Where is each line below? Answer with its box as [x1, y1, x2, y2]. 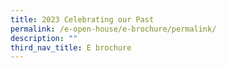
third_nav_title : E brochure [10, 42, 132, 53]
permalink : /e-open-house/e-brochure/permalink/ [10, 24, 217, 34]
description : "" [10, 33, 78, 43]
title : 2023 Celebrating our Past [10, 14, 155, 25]
